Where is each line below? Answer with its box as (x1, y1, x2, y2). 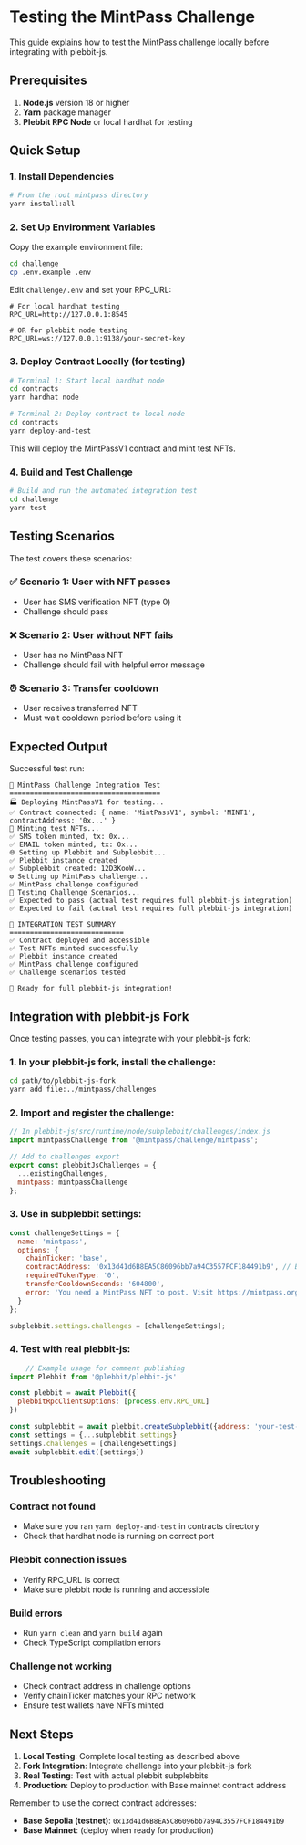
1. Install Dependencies (9, 171, 115, 183)
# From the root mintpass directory (9, 191, 148, 200)
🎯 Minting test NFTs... (9, 824, 100, 833)
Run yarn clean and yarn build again (22, 1627, 163, 1638)
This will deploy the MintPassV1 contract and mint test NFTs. (9, 443, 237, 454)
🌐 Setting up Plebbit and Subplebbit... (9, 848, 167, 857)
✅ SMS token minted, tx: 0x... (9, 833, 130, 842)
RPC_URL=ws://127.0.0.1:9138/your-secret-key (9, 334, 185, 343)
